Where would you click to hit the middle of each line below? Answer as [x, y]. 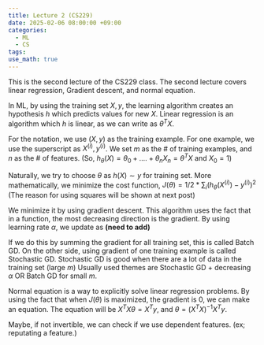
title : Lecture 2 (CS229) [50, 15]
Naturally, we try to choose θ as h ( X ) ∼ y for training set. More [110, 175]
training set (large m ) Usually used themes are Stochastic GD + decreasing [130, 268]
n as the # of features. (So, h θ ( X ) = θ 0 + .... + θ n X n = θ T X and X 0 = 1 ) [120, 158]
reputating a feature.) [43, 332]
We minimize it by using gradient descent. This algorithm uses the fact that [130, 210]
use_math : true [33, 60]
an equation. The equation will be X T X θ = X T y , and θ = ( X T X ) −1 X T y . [117, 308]
